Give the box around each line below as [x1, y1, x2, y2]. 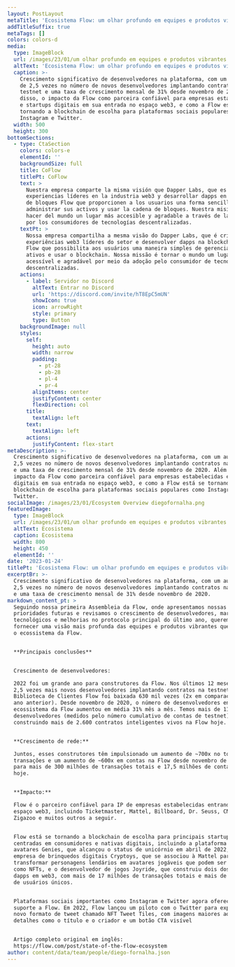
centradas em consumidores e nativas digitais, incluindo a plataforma [13, 839, 227, 847]
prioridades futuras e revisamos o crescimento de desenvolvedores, [13, 610, 218, 617]
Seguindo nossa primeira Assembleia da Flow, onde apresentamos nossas [13, 604, 227, 611]
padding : [32, 356, 58, 363]
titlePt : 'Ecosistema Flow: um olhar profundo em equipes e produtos [7, 564, 215, 572]
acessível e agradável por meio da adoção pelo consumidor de [25, 258, 211, 265]
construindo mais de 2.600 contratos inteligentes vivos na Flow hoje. [13, 719, 227, 726]
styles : [20, 330, 42, 337]
